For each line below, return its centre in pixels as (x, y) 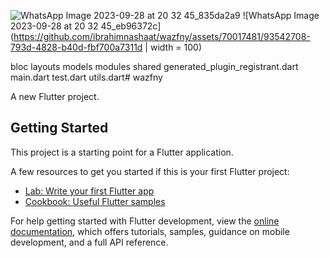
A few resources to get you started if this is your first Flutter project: (150, 171)
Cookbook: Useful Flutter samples (95, 201)
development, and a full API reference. (89, 242)
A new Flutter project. (55, 96)
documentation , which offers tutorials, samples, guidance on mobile (150, 231)
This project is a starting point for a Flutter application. (122, 152)
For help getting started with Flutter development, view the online (145, 221)
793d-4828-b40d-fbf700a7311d (76, 47)
